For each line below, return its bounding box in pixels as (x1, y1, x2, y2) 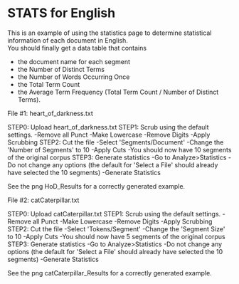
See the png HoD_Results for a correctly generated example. (7, 182, 186, 190)
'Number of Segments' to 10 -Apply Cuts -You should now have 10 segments (7, 145, 232, 154)
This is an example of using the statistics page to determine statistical (7, 28, 212, 37)
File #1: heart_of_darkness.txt (7, 109, 94, 117)
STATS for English (7, 5, 116, 21)
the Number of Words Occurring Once (17, 73, 130, 81)
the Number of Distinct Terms (17, 65, 105, 73)
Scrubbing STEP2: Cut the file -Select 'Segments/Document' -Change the (7, 137, 224, 147)
